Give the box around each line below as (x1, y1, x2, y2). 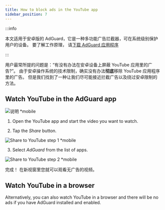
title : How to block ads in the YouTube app (5, 7, 98, 12)
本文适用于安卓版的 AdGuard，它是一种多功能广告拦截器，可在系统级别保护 (5, 35, 159, 41)
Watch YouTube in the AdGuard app (5, 95, 117, 103)
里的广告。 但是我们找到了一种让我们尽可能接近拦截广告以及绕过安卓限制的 (5, 74, 158, 80)
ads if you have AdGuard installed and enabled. (5, 200, 101, 206)
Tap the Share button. (12, 128, 57, 134)
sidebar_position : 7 (5, 12, 48, 17)
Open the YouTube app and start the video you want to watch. (12, 118, 138, 124)
